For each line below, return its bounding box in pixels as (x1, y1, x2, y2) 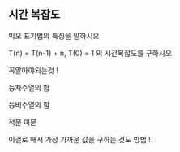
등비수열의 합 (8, 100, 50, 110)
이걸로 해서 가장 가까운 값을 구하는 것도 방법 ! (8, 134, 152, 144)
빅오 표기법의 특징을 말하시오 (8, 31, 100, 41)
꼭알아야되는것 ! (8, 65, 59, 75)
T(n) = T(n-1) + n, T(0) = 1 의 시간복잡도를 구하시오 (8, 48, 173, 58)
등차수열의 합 (8, 82, 50, 92)
